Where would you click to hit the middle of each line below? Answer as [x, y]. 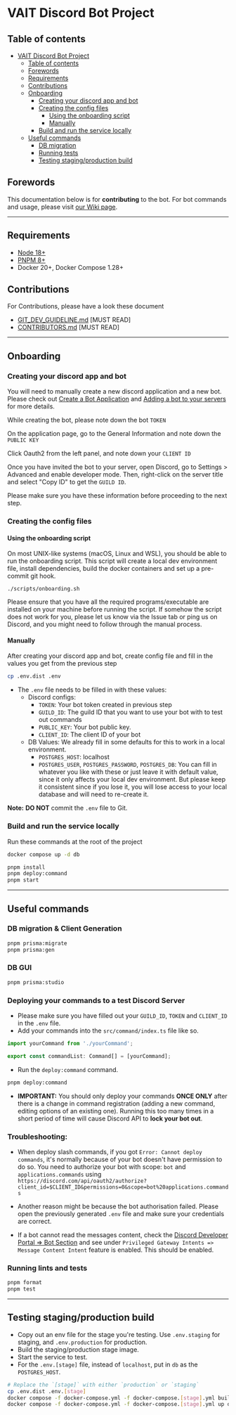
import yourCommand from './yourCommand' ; [70, 1044]
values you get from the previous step [62, 664]
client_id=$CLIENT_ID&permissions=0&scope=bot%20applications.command [123, 1187]
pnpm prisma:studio [36, 982]
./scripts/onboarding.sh [44, 589]
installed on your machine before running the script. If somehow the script [115, 609]
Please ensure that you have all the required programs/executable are [108, 602]
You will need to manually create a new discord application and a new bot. [115, 392]
